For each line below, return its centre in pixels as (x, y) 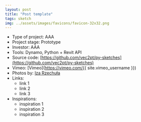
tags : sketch (18, 18)
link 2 (25, 88)
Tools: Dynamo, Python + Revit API (47, 52)
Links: (18, 78)
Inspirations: (24, 99)
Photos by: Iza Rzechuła (36, 73)
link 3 (25, 94)
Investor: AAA (26, 47)
